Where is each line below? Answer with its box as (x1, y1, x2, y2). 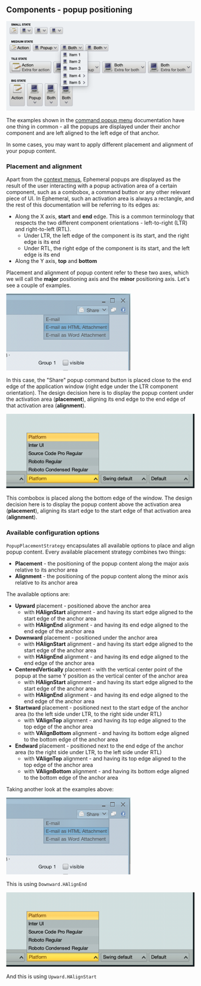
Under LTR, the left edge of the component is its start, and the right (23, 232, 190, 239)
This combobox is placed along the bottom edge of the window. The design (6, 494, 193, 501)
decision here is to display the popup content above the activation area (6, 500, 181, 508)
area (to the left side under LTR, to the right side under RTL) (14, 710, 162, 718)
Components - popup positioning (6, 5, 133, 15)
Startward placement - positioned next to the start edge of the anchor (14, 704, 188, 712)
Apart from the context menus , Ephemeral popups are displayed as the (6, 176, 181, 183)
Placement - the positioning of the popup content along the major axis (14, 560, 189, 567)
